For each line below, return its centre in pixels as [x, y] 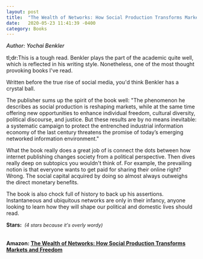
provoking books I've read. [40, 70]
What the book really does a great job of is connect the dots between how [98, 151]
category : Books [27, 29]
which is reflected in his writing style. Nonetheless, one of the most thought [100, 64]
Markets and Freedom [34, 250]
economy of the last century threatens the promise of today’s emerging [95, 133]
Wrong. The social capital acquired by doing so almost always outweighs [97, 176]
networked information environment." [53, 139]
